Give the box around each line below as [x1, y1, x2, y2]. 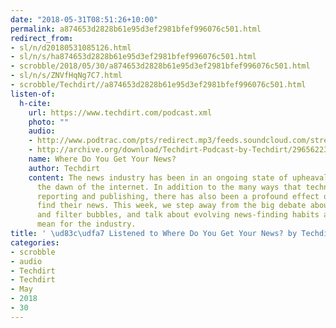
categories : [10, 237, 60, 248]
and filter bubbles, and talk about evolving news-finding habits [36, 210, 320, 220]
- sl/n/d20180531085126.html [10, 42, 132, 53]
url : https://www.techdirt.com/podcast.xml [28, 107, 213, 118]
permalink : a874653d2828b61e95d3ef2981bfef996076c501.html [10, 24, 262, 34]
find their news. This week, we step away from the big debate [36, 201, 307, 211]
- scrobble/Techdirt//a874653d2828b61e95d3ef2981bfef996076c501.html [10, 80, 307, 90]
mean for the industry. [36, 219, 137, 230]
